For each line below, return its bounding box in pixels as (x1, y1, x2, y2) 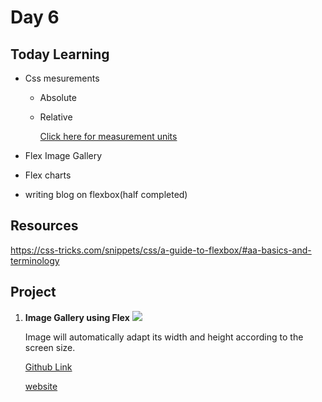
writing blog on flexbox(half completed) (24, 189, 188, 200)
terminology (10, 254, 60, 266)
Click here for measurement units (39, 131, 178, 142)
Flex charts (24, 169, 72, 181)
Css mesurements (24, 72, 100, 84)
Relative (39, 111, 73, 123)
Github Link (24, 361, 73, 373)
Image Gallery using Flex (24, 311, 130, 323)
